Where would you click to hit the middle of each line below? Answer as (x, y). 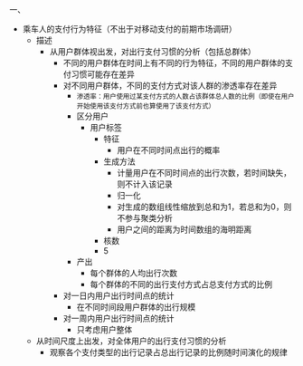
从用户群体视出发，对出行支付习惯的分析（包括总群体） (152, 52)
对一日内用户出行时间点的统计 (118, 295)
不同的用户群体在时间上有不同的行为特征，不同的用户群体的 (174, 63)
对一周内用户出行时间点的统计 (118, 318)
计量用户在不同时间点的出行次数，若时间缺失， (204, 173)
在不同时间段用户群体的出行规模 (136, 307)
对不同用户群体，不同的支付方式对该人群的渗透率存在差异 (170, 86)
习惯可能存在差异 (103, 74)
